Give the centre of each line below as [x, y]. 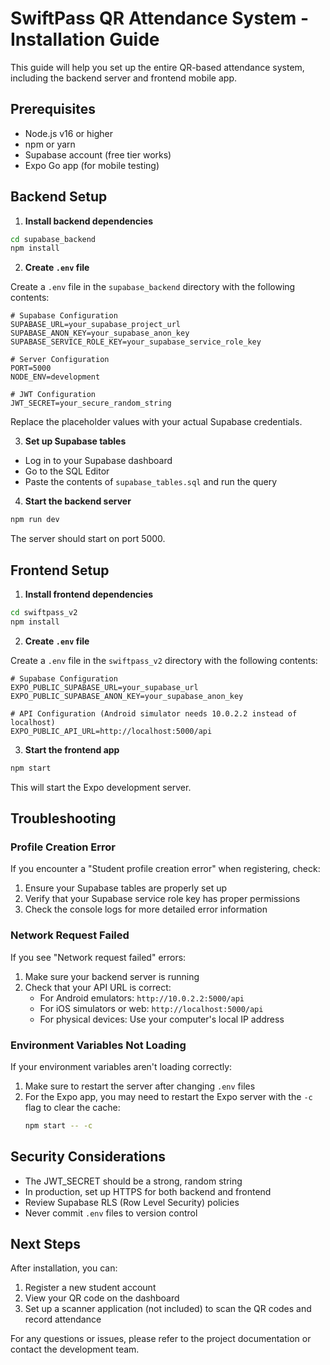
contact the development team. [75, 1349]
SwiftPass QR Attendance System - [160, 18]
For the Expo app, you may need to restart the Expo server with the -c [168, 1096]
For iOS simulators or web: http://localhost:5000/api [151, 1008]
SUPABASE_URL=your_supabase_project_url [96, 325]
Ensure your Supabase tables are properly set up [126, 888]
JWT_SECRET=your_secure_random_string [91, 403]
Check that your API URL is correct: [98, 987]
